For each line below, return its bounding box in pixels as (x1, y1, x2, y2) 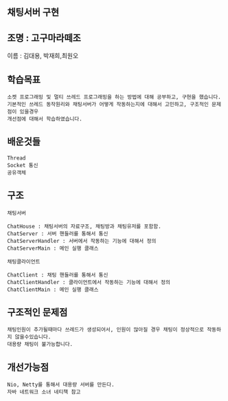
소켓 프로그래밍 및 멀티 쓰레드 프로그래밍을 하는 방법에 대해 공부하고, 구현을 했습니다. (7, 94, 221, 101)
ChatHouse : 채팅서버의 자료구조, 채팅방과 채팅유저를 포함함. (7, 223, 161, 230)
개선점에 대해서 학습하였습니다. (7, 116, 82, 122)
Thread (7, 154, 26, 162)
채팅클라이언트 (7, 258, 41, 265)
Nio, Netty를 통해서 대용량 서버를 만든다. (7, 381, 115, 389)
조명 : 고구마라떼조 (7, 32, 81, 43)
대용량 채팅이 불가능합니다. (7, 341, 73, 348)
